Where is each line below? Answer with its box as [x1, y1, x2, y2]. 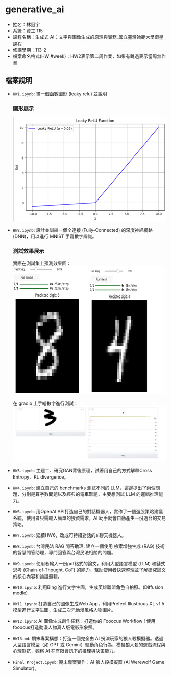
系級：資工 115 [12, 27, 43, 34]
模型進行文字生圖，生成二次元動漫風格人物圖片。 [12, 607, 116, 613]
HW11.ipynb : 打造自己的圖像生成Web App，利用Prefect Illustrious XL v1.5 [12, 601, 165, 606]
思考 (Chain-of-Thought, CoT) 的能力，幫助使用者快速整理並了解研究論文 [12, 567, 166, 573]
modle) [12, 590, 28, 596]
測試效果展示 [12, 247, 44, 254]
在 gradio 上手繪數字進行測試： [12, 400, 78, 406]
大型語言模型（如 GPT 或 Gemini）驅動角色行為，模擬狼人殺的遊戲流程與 [12, 642, 166, 647]
